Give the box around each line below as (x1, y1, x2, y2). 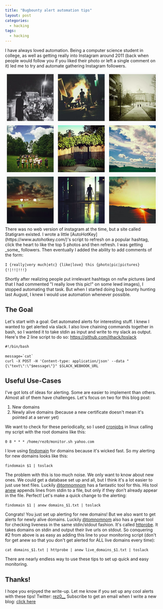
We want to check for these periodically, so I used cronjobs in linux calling (5, 424, 153, 430)
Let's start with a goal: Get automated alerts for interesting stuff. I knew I (5, 319, 149, 324)
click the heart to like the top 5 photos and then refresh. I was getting (5, 241, 143, 248)
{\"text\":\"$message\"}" (5, 363, 57, 368)
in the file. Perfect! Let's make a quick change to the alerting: (5, 493, 127, 499)
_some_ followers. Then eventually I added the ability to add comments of (5, 247, 152, 252)
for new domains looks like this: (5, 453, 68, 459)
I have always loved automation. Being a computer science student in (5, 48, 144, 53)
